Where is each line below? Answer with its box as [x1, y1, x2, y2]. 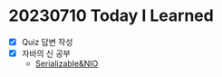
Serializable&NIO [34, 58, 99, 69]
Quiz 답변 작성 [21, 36, 73, 47]
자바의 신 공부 [21, 48, 71, 59]
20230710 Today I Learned [8, 5, 214, 26]
